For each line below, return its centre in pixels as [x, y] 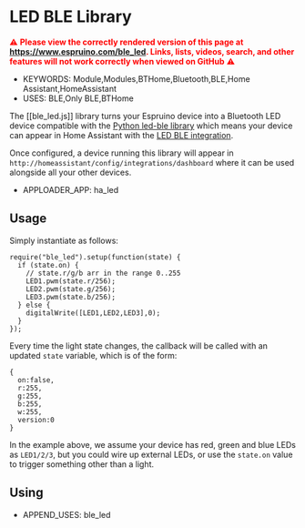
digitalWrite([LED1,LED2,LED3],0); [93, 313]
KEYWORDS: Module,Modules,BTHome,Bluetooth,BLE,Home [136, 78]
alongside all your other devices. [71, 172]
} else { [34, 305]
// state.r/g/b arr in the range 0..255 [103, 273]
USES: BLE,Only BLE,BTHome [78, 98]
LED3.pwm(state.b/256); [71, 297]
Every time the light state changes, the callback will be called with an [139, 345]
